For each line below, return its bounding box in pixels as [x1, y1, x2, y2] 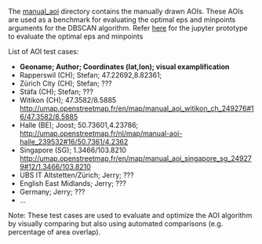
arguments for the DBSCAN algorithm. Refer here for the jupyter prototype [8, 24, 249, 32]
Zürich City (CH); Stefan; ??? [19, 78, 112, 88]
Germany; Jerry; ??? [19, 188, 86, 196]
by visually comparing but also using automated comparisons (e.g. [8, 219, 224, 228]
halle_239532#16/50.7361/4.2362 [19, 137, 129, 146]
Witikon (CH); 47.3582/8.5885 [19, 96, 117, 104]
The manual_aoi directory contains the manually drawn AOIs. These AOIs [8, 7, 244, 16]
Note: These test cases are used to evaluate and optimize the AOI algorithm [8, 211, 253, 220]
